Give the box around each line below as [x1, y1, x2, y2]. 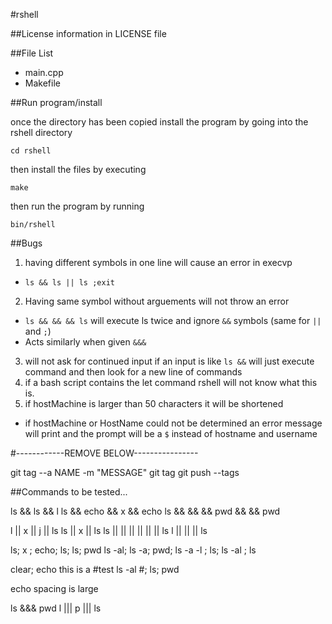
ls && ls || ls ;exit [24, 278, 115, 288]
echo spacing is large [10, 583, 99, 594]
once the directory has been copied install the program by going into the [10, 116, 309, 128]
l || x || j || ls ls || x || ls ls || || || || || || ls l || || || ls [10, 525, 208, 536]
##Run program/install [10, 97, 103, 108]
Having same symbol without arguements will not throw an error [24, 295, 290, 307]
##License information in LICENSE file [10, 28, 167, 39]
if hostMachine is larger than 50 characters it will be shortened [24, 398, 284, 409]
